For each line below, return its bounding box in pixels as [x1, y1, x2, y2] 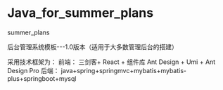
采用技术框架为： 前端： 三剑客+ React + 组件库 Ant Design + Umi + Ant [7, 58, 216, 66]
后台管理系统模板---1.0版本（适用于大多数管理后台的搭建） [7, 42, 178, 51]
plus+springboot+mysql [7, 74, 77, 82]
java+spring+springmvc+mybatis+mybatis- [60, 66, 187, 75]
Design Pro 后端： [7, 66, 60, 75]
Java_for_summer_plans [7, 5, 153, 21]
